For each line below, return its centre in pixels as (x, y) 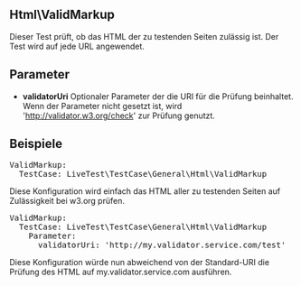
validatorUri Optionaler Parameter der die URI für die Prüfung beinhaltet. (158, 96)
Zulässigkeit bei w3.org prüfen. (67, 201)
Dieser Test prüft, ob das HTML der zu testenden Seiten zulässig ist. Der (144, 36)
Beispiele (36, 144)
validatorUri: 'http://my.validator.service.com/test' (162, 245)
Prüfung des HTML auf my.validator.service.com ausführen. (121, 272)
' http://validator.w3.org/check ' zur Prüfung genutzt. (118, 115)
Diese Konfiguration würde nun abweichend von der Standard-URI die (139, 263)
